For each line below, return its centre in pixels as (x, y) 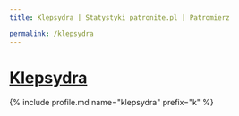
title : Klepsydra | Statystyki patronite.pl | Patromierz (119, 17)
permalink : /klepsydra (51, 33)
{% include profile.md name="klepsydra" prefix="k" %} (112, 103)
